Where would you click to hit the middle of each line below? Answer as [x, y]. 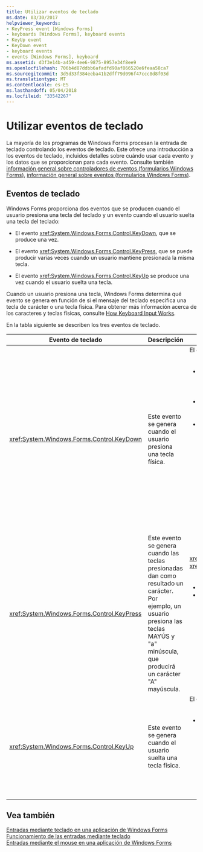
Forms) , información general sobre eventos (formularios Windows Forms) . [98, 175]
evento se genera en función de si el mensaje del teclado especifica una [96, 300]
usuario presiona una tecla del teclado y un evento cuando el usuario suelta [100, 215]
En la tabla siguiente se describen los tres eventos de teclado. [83, 324]
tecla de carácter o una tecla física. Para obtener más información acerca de [101, 306]
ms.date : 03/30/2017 [32, 18]
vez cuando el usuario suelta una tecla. [64, 282]
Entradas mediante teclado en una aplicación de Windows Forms [87, 830]
